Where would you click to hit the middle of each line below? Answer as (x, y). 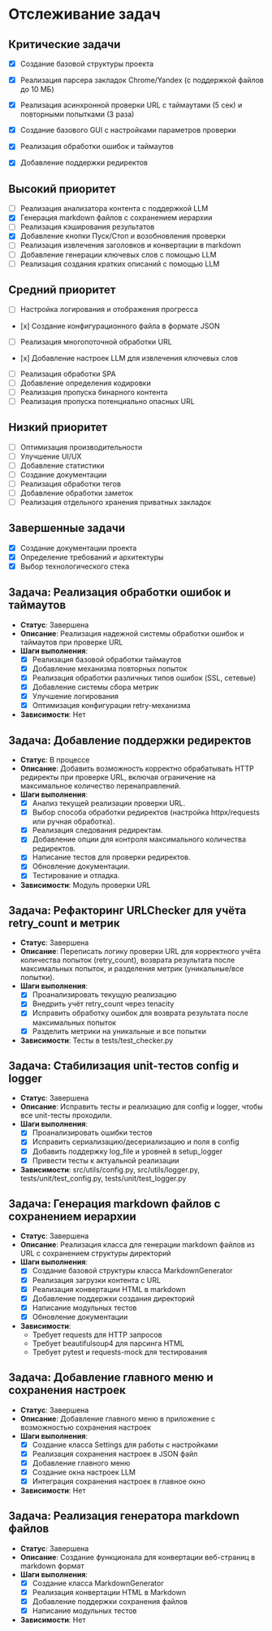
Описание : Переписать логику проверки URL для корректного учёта (140, 952)
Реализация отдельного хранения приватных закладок (116, 502)
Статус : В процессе (55, 760)
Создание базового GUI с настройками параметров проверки (128, 130)
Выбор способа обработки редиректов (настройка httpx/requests (146, 812)
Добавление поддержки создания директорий (113, 1298)
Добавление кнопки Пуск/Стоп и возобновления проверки (123, 236)
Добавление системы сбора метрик (95, 687)
